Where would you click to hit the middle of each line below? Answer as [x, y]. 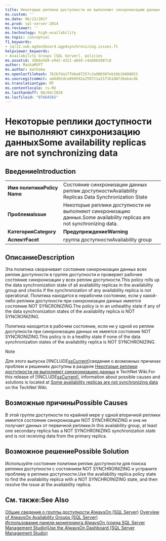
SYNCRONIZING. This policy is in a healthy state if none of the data [73, 337]
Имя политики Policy [33, 188]
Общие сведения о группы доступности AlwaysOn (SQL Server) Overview [82, 512]
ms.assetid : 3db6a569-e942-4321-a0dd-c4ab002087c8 [58, 60]
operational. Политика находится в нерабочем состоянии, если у [74, 295]
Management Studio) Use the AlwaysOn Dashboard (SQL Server [70, 528]
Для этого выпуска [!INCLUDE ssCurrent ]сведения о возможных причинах [83, 361]
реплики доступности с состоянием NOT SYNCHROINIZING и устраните [81, 469]
